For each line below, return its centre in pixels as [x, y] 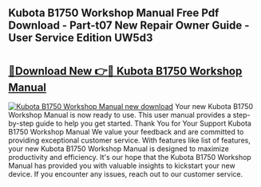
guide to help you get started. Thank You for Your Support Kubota [143, 123]
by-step [21, 123]
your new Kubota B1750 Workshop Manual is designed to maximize [119, 149]
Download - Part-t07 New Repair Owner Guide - [129, 26]
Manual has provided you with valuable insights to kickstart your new [122, 166]
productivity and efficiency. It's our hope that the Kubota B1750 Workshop [130, 157]
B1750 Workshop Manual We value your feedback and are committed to [126, 132]
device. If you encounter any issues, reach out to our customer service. [126, 174]
